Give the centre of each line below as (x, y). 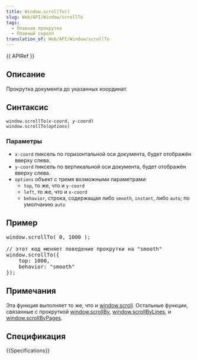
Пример (22, 223)
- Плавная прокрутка (37, 28)
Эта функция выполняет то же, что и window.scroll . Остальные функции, (97, 305)
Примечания (31, 291)
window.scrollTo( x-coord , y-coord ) (50, 121)
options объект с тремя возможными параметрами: (81, 179)
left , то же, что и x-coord (55, 192)
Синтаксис (27, 107)
